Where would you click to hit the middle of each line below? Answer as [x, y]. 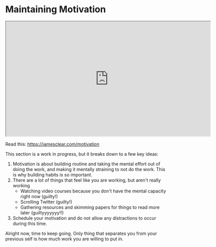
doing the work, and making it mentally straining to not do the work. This [89, 169]
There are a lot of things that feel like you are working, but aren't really [87, 180]
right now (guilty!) [39, 196]
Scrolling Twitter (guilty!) [46, 202]
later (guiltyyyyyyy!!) [42, 212]
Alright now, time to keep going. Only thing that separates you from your [81, 233]
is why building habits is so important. [53, 175]
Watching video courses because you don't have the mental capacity [93, 191]
